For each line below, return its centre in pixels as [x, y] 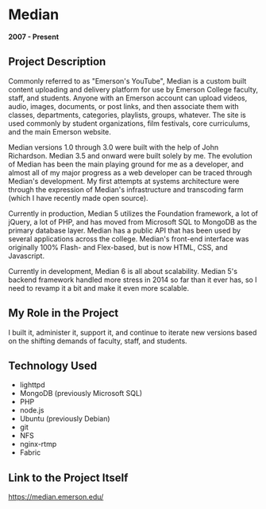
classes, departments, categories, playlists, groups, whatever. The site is [127, 115]
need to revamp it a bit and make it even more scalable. [99, 288]
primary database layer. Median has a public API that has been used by [124, 230]
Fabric [30, 452]
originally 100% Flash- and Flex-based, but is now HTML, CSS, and [118, 247]
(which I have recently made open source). [78, 198]
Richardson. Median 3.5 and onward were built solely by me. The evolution [130, 155]
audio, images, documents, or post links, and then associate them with [124, 106]
